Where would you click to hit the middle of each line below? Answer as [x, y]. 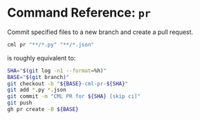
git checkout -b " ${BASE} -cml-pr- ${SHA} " [68, 84]
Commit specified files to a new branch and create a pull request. [100, 32]
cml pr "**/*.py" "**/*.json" [51, 44]
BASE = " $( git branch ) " [38, 77]
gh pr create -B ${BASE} [43, 110]
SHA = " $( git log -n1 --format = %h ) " [57, 71]
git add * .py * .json [37, 90]
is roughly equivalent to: [42, 58]
